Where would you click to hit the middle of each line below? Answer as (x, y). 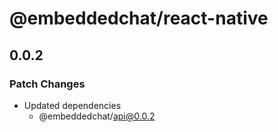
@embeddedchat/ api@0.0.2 (97, 116)
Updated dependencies (72, 105)
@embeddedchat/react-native (139, 18)
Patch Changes (47, 84)
